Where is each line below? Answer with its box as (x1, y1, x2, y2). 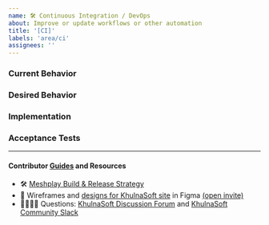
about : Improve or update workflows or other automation (8, 19, 203, 27)
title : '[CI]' (8, 26, 56, 34)
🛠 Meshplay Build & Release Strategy (19, 179, 144, 189)
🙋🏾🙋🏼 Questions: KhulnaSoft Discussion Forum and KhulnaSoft (19, 199, 228, 209)
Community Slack (19, 207, 78, 217)
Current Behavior (8, 68, 78, 79)
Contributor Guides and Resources (8, 161, 126, 171)
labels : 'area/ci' (8, 34, 70, 42)
